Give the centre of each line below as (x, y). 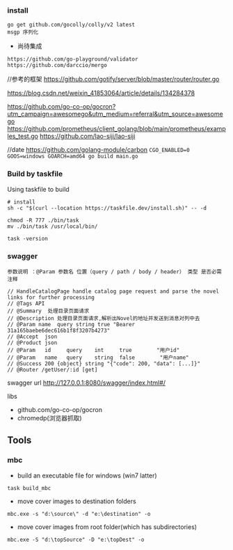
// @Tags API (26, 303)
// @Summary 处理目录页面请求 (48, 311)
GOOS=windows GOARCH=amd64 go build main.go (73, 156)
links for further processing (51, 297)
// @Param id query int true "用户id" (94, 350)
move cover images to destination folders (77, 501)
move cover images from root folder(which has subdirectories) (107, 527)
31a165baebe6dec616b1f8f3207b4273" (59, 330)
